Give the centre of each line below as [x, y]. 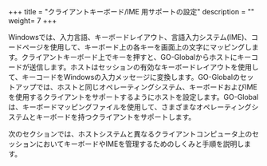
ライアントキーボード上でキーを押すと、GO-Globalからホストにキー [140, 57]
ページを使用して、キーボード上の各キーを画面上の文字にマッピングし [137, 47]
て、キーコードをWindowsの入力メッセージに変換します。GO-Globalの [124, 77]
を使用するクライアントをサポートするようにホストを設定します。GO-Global [133, 97]
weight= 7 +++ [33, 21]
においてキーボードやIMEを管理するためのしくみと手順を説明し [140, 144]
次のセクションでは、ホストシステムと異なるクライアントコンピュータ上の [130, 134]
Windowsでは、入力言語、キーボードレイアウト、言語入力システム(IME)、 [130, 37]
